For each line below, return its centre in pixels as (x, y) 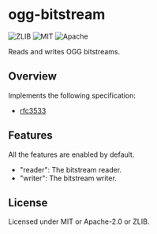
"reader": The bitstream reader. (71, 169)
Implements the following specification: (72, 95)
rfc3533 (33, 110)
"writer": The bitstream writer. (68, 178)
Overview (33, 76)
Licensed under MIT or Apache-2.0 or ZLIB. (79, 221)
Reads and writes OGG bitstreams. (64, 51)
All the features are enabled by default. (71, 154)
